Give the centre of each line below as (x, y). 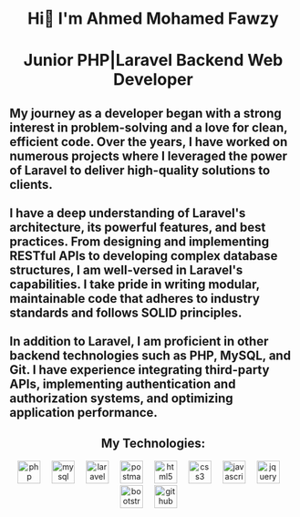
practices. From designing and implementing (140, 241)
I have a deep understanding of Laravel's (128, 213)
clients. (31, 185)
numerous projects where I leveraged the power (149, 155)
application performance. (83, 413)
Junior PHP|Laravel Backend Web (153, 61)
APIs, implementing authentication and (123, 383)
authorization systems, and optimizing (122, 398)
